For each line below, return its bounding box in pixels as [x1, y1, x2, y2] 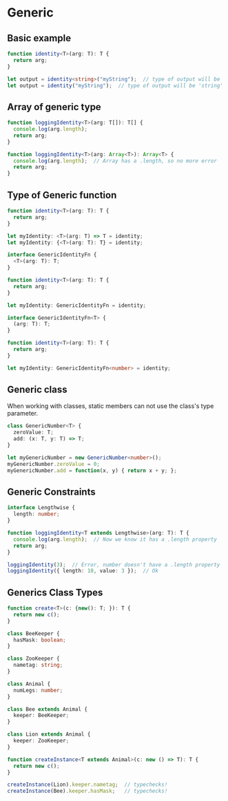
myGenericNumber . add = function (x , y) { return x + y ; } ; [7, 467, 177, 474]
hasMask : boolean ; [13, 637, 67, 643]
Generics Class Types [7, 586, 103, 598]
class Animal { [7, 680, 51, 687]
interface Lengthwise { [7, 504, 76, 511]
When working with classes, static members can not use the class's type [7, 402, 214, 410]
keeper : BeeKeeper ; [13, 712, 70, 719]
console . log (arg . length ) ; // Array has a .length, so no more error [13, 157, 217, 164]
